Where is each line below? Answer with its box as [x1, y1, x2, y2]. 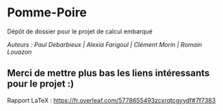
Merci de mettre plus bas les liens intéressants [7, 67, 210, 79]
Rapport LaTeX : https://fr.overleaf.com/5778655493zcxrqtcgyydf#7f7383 [7, 96, 216, 104]
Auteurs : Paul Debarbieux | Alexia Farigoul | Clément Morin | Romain [7, 40, 202, 48]
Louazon [7, 48, 32, 56]
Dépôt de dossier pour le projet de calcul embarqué [7, 27, 153, 35]
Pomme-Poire [7, 5, 88, 20]
